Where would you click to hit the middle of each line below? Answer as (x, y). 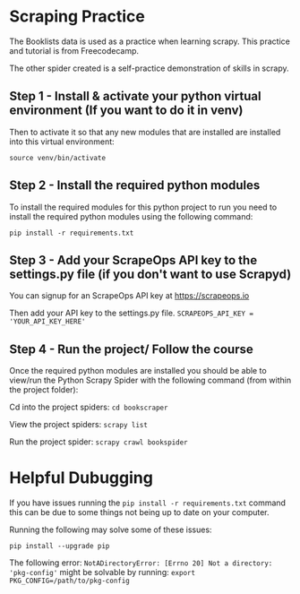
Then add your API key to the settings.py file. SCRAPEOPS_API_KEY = (131, 313)
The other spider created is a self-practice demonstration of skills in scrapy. (149, 68)
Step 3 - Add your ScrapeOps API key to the (133, 260)
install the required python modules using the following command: (131, 216)
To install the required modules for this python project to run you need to (143, 207)
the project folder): (44, 390)
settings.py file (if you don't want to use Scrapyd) (150, 274)
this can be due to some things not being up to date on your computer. (140, 512)
